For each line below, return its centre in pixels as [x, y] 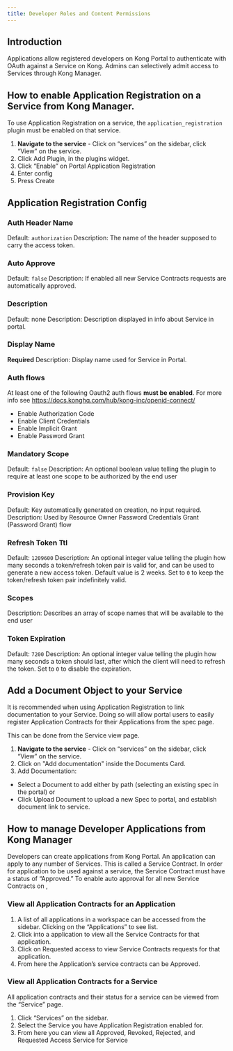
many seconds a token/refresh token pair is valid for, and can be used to [111, 566]
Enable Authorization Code [56, 414]
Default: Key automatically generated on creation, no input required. [104, 510]
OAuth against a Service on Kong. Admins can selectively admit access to [113, 66]
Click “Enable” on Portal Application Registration [87, 166]
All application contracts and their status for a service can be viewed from [113, 997]
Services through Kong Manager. [55, 73]
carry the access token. [41, 245]
